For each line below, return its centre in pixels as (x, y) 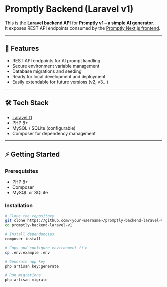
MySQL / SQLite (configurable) (44, 128)
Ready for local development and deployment (59, 76)
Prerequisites (22, 171)
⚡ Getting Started (32, 154)
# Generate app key (25, 261)
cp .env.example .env (28, 252)
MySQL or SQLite (30, 193)
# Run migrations (23, 275)
